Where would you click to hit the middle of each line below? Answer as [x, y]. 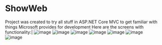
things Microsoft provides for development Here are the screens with [74, 27]
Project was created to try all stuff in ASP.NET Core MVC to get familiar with [81, 22]
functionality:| [19, 32]
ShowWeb [26, 8]
